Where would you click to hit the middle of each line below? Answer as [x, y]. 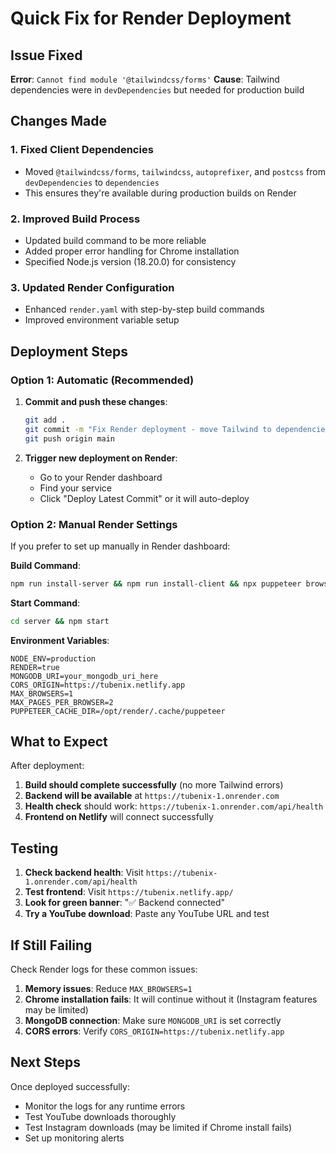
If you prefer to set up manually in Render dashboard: [120, 546]
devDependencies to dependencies [92, 182]
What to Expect [59, 742]
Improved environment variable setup [102, 320]
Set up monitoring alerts [74, 1138]
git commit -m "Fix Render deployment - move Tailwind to [148, 429]
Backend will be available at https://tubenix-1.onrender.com [152, 796]
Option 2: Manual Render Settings [94, 524]
